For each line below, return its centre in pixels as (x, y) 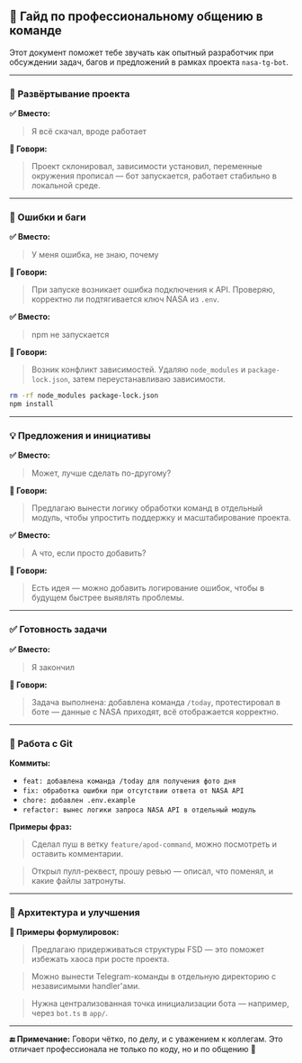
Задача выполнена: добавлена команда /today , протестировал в (156, 702)
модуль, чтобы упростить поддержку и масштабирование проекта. (161, 518)
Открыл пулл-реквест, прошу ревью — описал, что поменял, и (152, 871)
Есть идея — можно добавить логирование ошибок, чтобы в (148, 588)
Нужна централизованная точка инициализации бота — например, (160, 1004)
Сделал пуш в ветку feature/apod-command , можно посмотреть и (154, 844)
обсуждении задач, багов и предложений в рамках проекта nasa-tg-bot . (149, 62)
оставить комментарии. (77, 854)
